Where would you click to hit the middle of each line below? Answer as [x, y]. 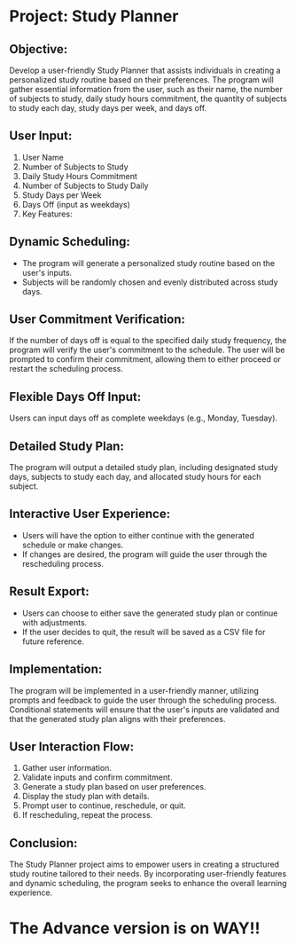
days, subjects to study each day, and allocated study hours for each [135, 477]
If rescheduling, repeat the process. [87, 815]
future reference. [53, 641]
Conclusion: [43, 843]
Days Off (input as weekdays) [76, 204]
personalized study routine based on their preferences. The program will [142, 80]
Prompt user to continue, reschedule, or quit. [104, 805]
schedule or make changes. [73, 545]
